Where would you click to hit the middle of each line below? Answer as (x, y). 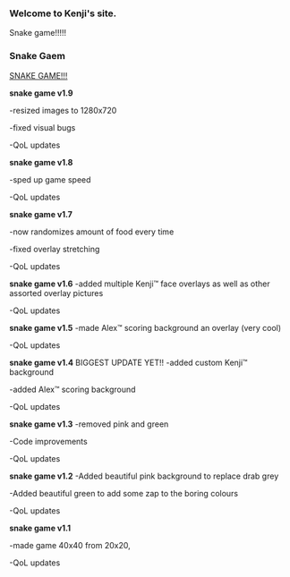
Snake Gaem (37, 56)
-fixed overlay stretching (55, 249)
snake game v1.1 (40, 528)
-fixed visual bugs (43, 127)
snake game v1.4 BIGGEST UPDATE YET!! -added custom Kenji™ (128, 362)
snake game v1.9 (41, 93)
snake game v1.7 (41, 214)
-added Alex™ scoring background (72, 389)
